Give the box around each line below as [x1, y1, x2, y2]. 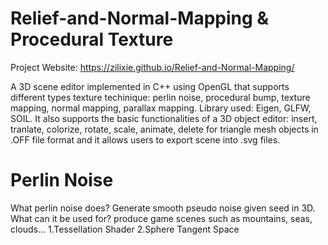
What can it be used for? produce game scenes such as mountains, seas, [10, 212, 313, 224]
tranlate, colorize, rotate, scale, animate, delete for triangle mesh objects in [10, 123, 319, 135]
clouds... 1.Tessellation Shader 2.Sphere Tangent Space [10, 223, 240, 235]
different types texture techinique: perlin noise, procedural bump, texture [10, 91, 311, 103]
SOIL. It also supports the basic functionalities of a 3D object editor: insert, [10, 112, 318, 124]
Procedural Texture [10, 28, 174, 51]
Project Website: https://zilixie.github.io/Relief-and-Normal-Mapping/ [10, 61, 295, 73]
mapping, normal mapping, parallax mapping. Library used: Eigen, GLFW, [10, 102, 312, 114]
